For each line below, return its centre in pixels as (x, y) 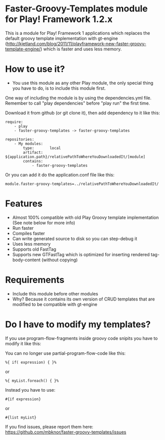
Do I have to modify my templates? (78, 324)
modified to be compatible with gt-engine (55, 304)
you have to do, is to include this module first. (59, 88)
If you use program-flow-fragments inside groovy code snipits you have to (82, 338)
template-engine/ (23, 49)
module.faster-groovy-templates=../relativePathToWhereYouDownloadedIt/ (82, 184)
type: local (42, 148)
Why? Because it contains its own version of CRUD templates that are (83, 299)
